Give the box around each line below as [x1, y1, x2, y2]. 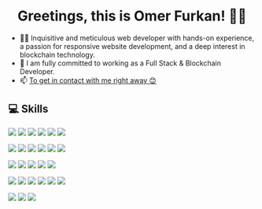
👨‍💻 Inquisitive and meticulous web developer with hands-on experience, [19, 33, 255, 43]
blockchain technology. [19, 50, 96, 59]
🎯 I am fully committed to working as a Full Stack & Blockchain [19, 58, 222, 68]
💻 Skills [8, 103, 49, 116]
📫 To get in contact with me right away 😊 [19, 75, 157, 85]
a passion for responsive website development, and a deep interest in [19, 41, 245, 50]
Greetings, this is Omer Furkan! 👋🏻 [17, 7, 247, 25]
